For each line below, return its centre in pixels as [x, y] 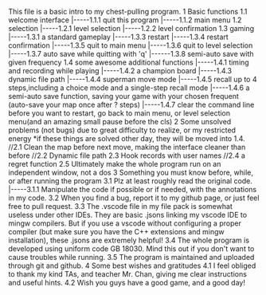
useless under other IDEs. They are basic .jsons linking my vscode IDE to [128, 215]
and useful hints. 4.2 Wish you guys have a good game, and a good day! [127, 283]
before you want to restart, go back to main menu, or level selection [119, 113]
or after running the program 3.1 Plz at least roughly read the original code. [131, 181]
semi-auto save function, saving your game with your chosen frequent [123, 96]
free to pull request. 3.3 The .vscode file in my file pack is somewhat [120, 206]
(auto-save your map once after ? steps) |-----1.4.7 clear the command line [131, 104]
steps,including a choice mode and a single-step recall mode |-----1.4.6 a [129, 88]
